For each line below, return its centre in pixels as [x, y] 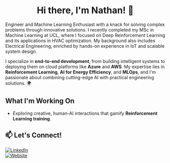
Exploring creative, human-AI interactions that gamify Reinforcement [85, 113]
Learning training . [32, 118]
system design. [21, 51]
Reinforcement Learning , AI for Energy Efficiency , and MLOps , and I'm [81, 72]
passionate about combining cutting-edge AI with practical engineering [80, 77]
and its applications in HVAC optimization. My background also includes [80, 41]
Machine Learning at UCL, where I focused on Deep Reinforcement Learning [85, 35]
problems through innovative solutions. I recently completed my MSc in [80, 29]
